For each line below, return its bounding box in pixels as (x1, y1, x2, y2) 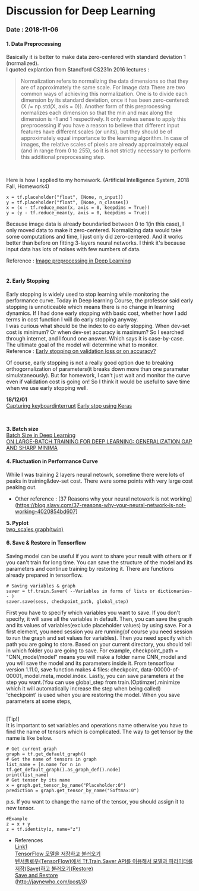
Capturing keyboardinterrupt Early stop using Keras (6, 402, 132, 409)
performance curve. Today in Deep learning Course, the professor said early (6, 296, 194, 304)
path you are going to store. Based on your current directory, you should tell (6, 640, 192, 648)
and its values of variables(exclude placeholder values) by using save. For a (6, 621, 192, 629)
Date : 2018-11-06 (6, 26, 59, 34)
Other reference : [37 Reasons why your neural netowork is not (14, 495, 169, 502)
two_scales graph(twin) (6, 526, 64, 533)
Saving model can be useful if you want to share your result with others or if (6, 552, 192, 559)
